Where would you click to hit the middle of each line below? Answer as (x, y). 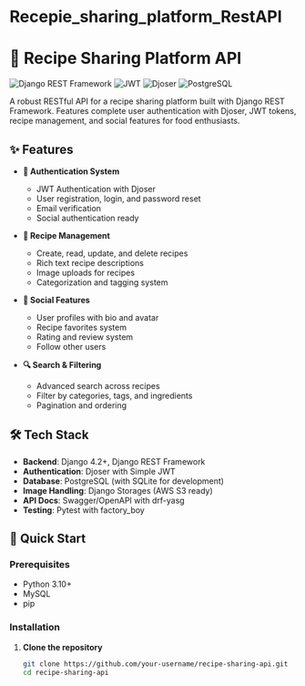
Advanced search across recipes (98, 385)
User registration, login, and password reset (119, 199)
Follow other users (71, 346)
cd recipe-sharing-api (66, 672)
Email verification (69, 208)
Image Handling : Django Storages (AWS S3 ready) (118, 490)
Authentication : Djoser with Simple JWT (99, 471)
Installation (35, 628)
